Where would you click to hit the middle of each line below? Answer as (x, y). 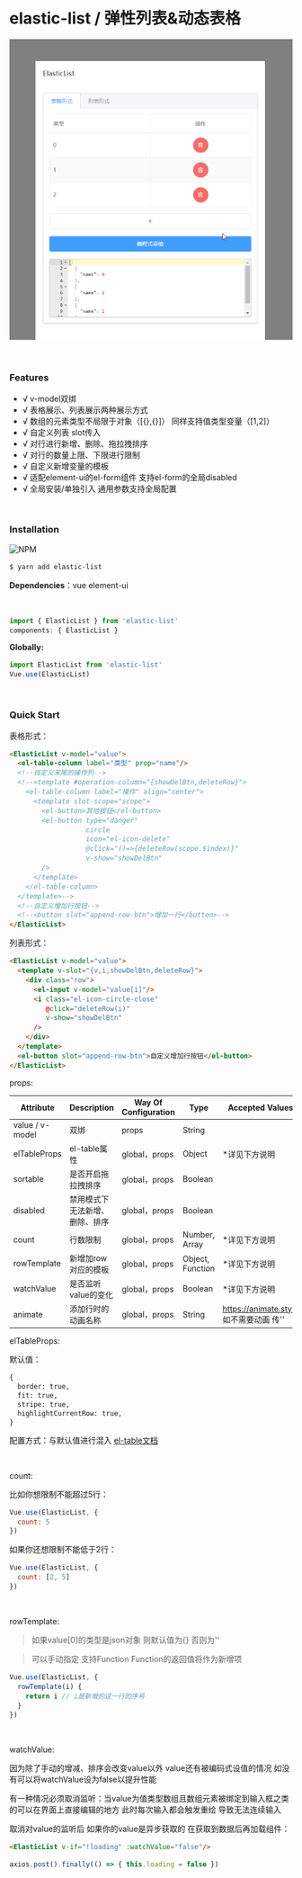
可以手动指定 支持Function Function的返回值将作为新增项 (137, 1659)
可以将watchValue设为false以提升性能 (87, 1780)
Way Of (149, 1103)
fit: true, (38, 1395)
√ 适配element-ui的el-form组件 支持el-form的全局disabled (130, 477)
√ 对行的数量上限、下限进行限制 (81, 454)
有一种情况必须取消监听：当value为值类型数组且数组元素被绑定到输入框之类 (149, 1799)
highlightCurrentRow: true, (70, 1413)
